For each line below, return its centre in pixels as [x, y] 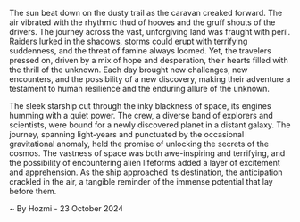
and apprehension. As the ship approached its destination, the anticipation [146, 172]
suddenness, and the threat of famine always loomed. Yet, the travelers [141, 51]
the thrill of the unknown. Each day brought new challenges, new [129, 70]
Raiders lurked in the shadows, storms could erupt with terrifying [129, 41]
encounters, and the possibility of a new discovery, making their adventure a [150, 79]
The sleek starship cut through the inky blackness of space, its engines [140, 106]
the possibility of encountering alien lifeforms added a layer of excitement [145, 163]
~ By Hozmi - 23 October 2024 [66, 208]
